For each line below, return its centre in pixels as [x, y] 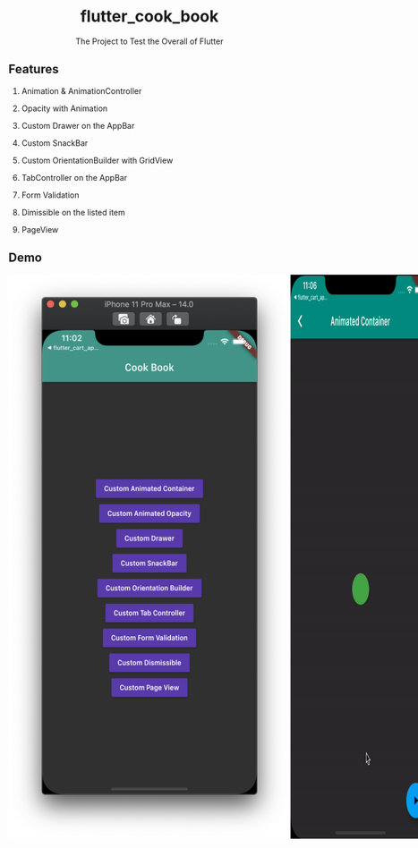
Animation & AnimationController [81, 90]
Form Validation [50, 195]
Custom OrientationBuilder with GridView [97, 160]
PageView [40, 229]
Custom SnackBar [55, 143]
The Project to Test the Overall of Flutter [149, 41]
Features [34, 69]
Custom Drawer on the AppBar [78, 125]
